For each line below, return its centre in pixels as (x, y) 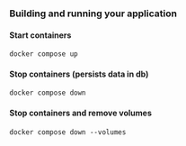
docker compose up (44, 54)
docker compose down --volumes (68, 132)
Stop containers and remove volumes (81, 113)
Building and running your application (93, 14)
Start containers (40, 35)
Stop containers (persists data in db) (79, 74)
